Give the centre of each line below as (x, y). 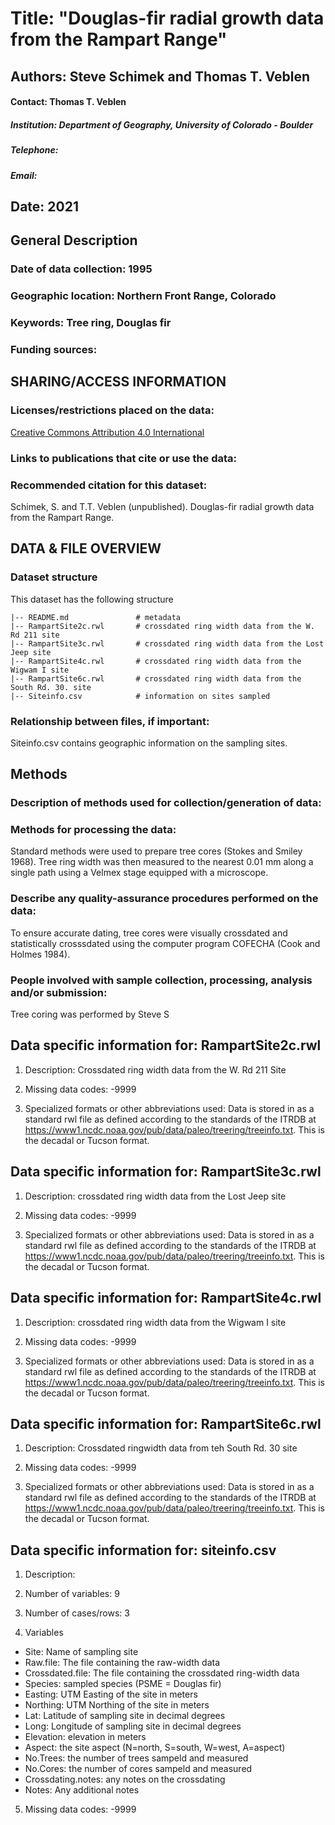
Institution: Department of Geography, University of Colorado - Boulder (162, 124)
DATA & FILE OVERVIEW (86, 548)
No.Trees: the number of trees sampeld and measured (136, 1758)
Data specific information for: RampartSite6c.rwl (166, 1423)
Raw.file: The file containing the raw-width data (122, 1663)
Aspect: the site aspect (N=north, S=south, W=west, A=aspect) (155, 1748)
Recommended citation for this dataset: (109, 485)
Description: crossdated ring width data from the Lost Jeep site (155, 1196)
